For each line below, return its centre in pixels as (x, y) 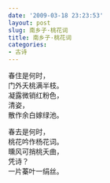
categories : (27, 45)
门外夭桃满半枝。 (36, 85)
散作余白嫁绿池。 (36, 115)
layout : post (29, 23)
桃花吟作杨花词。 (36, 142)
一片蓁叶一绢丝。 (36, 171)
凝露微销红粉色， (36, 95)
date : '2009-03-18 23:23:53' (56, 15)
